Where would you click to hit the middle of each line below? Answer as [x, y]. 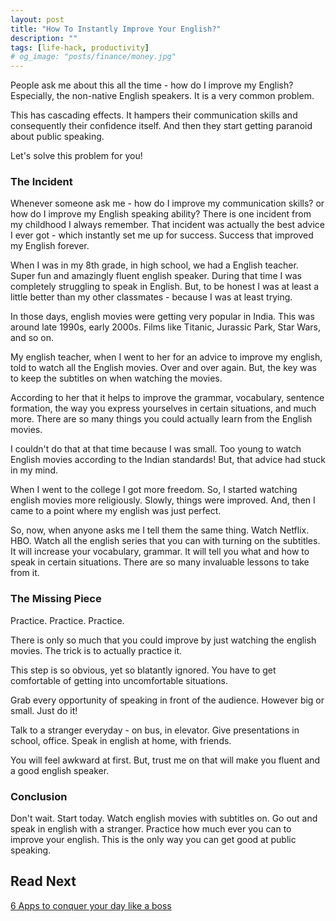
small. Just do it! [44, 710]
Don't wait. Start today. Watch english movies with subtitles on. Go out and [164, 818]
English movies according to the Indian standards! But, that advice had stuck [168, 460]
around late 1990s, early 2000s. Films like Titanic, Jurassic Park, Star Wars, [165, 327]
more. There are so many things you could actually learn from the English [161, 419]
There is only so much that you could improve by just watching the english [163, 640]
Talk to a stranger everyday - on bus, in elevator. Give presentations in [155, 730]
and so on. [32, 338]
